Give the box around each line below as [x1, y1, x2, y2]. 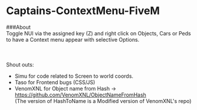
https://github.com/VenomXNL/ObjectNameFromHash [14, 91, 146, 98]
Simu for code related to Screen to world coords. [14, 72, 134, 79]
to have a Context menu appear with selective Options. [6, 36, 140, 43]
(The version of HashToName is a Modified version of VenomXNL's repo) [14, 97, 192, 104]
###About [6, 24, 31, 31]
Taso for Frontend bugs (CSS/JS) [14, 78, 96, 86]
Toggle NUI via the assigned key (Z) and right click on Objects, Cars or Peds [6, 29, 191, 36]
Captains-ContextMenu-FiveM [6, 4, 160, 18]
